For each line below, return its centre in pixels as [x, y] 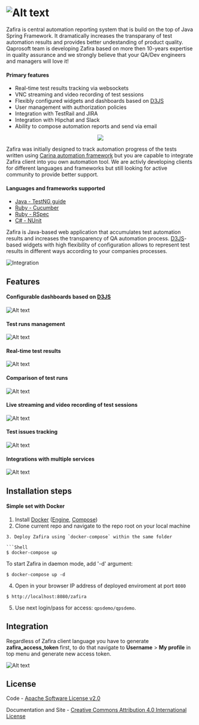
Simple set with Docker [36, 506]
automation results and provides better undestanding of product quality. [95, 42]
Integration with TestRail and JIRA [56, 114]
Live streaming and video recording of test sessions [72, 405]
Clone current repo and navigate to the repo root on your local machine [102, 526]
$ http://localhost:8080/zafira [46, 596]
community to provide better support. [52, 175]
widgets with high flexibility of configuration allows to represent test [106, 245]
